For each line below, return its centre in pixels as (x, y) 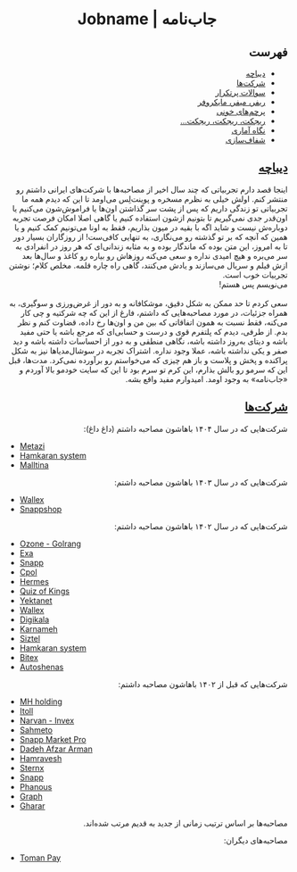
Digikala (34, 619)
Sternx (32, 768)
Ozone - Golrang (50, 544)
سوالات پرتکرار (240, 92)
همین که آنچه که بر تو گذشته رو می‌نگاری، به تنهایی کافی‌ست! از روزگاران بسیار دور (151, 237)
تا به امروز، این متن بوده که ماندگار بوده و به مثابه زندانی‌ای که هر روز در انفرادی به (151, 246)
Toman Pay (40, 858)
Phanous (36, 786)
